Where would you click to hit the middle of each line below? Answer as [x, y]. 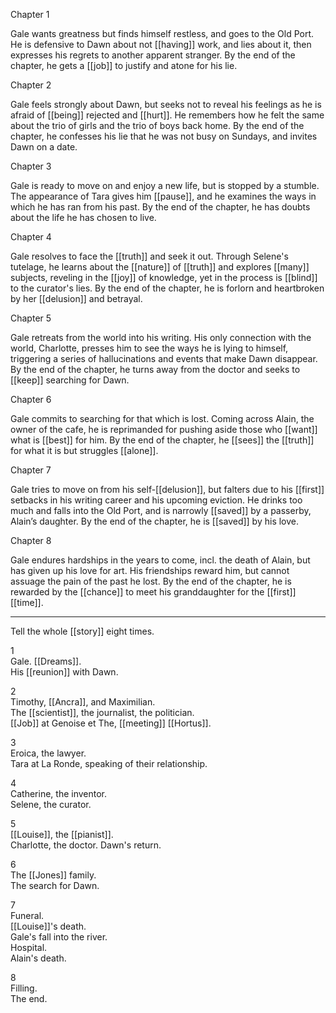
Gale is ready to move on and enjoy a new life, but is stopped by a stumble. [165, 185]
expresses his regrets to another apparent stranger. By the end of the [153, 55]
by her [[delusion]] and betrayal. [76, 298]
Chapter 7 [31, 470]
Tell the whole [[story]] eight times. [82, 631]
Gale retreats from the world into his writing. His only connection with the [161, 337]
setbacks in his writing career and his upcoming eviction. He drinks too [156, 500]
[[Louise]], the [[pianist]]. [62, 834]
